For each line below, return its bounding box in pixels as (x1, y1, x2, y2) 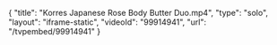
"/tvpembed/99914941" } (8, 26, 100, 36)
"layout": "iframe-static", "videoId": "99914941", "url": (8, 17, 207, 27)
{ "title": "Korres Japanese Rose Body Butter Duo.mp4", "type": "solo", (8, 8, 269, 18)
